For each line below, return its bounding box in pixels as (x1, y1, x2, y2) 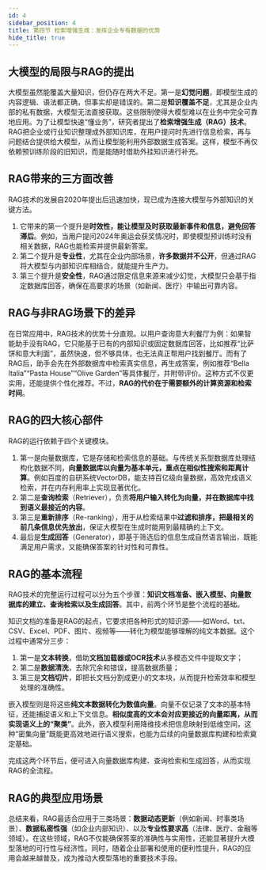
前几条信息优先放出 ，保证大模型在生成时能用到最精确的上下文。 (19, 522, 228, 531)
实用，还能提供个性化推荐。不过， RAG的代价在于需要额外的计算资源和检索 (8, 378, 252, 388)
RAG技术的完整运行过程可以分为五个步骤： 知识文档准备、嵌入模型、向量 (8, 590, 245, 599)
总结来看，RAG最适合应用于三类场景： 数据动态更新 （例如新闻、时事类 (8, 814, 237, 823)
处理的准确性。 (19, 682, 69, 693)
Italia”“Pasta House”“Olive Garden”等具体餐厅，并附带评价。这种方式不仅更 (8, 368, 254, 378)
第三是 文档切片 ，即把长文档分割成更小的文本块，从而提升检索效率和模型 (19, 673, 256, 682)
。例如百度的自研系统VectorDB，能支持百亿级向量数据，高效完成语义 (26, 473, 253, 482)
